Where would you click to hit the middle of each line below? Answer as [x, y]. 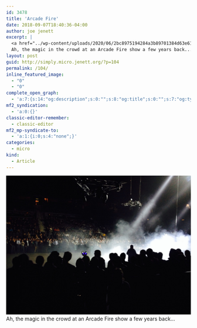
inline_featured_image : [35, 74]
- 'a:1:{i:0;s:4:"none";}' [44, 136]
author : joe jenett [30, 31]
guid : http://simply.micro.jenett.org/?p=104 [62, 62]
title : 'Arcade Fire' [33, 19]
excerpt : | [19, 37]
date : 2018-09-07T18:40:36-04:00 [47, 25]
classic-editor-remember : [38, 118]
